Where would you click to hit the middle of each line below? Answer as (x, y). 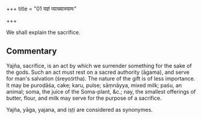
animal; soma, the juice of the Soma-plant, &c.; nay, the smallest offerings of (101, 91)
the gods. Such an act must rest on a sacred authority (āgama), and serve (98, 72)
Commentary (32, 51)
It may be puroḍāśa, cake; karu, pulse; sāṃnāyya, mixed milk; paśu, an (94, 85)
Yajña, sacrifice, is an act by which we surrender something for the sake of (99, 66)
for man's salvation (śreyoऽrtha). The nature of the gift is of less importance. (101, 78)
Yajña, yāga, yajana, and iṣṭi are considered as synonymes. (80, 109)
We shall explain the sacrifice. (43, 32)
